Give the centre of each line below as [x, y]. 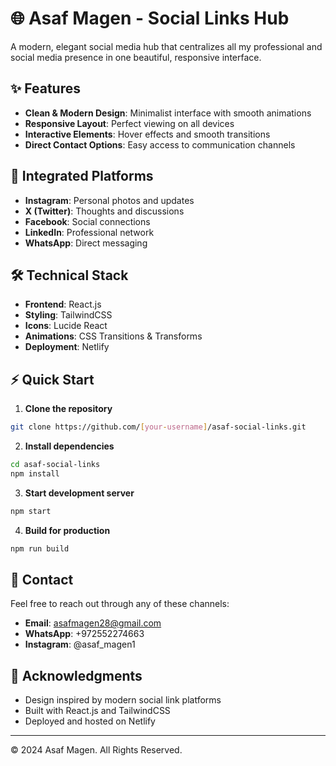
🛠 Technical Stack [69, 275]
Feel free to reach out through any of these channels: [120, 604]
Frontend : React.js [63, 304]
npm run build [40, 548]
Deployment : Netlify [67, 347]
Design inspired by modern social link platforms [123, 700]
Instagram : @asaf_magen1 [80, 644]
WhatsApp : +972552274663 [84, 634]
